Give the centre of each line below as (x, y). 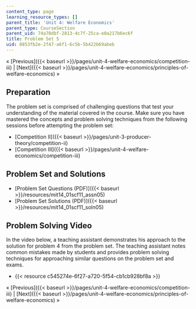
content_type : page (30, 11)
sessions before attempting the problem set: (60, 125)
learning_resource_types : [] (42, 17)
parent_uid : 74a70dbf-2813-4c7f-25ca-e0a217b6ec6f (70, 34)
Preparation (28, 92)
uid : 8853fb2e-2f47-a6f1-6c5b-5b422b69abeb (61, 45)
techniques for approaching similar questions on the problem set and (90, 259)
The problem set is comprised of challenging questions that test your (90, 106)
